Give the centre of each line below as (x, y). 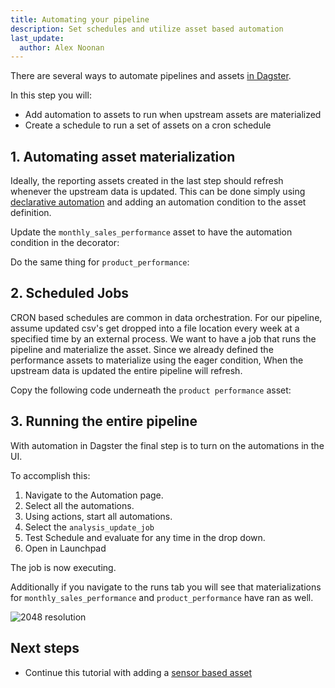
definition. (31, 213)
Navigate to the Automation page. (94, 495)
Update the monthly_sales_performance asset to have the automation (151, 232)
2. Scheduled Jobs (70, 293)
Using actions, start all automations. (98, 516)
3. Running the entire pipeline (104, 421)
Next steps (45, 648)
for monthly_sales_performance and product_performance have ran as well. (162, 597)
